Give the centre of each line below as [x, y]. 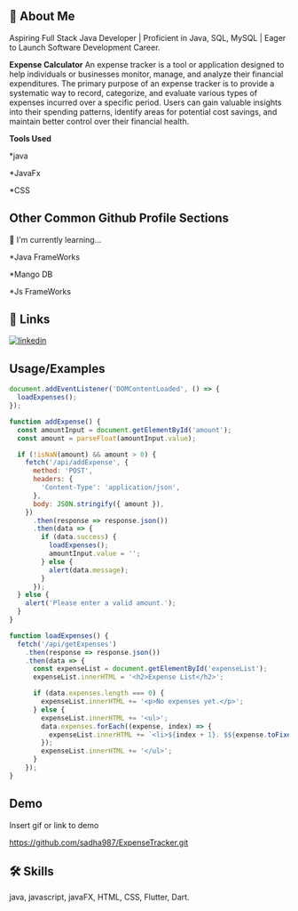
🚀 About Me [42, 16]
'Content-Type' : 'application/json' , [110, 488]
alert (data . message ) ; [88, 570]
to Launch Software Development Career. [85, 47]
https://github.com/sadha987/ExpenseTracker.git [99, 842]
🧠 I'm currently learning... [55, 239]
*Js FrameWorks [40, 291]
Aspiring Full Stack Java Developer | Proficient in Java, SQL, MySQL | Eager [148, 37]
